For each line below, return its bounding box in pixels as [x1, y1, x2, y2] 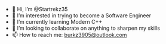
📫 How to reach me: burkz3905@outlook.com [11, 32, 127, 38]
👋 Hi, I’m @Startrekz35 [11, 6, 68, 12]
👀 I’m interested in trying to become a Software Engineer [11, 12, 151, 19]
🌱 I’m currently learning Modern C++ [11, 18, 103, 25]
